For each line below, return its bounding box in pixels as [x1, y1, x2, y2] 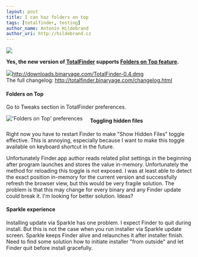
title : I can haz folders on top [6, 14, 89, 20]
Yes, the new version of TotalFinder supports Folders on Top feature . [6, 58, 179, 65]
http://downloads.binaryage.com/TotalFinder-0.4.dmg [12, 71, 144, 78]
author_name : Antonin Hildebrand [6, 25, 89, 31]
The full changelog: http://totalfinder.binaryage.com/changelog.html [6, 77, 173, 84]
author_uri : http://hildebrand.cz [6, 31, 92, 37]
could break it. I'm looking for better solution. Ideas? [6, 192, 133, 199]
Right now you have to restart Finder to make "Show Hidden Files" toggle [6, 130, 185, 137]
